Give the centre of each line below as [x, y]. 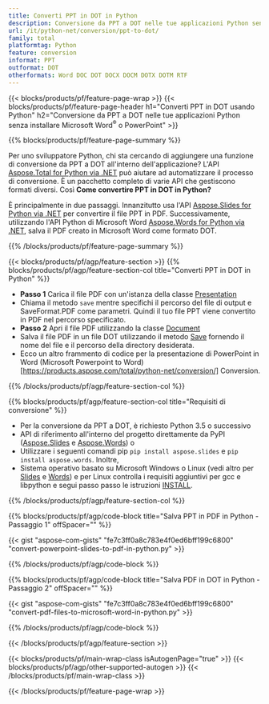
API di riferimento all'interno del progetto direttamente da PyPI [122, 434]
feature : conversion [43, 53]
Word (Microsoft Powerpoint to [71, 362]
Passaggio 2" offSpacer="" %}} [61, 588]
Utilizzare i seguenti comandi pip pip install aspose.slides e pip [129, 451]
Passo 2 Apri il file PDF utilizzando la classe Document [110, 328]
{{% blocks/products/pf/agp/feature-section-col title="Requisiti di [117, 402]
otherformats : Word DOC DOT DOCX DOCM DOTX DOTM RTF [98, 75]
